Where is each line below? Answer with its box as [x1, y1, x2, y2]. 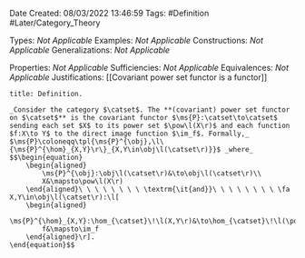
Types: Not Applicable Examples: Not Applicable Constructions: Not [9, 35, 264, 45]
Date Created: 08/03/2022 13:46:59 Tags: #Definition [9, 8, 210, 18]
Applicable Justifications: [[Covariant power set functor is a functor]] [9, 72, 268, 83]
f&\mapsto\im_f [42, 224, 100, 233]
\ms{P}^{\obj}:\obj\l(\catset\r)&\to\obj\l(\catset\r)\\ [42, 169, 261, 178]
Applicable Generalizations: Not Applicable [9, 45, 171, 55]
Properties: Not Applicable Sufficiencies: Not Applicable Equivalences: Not [9, 63, 289, 73]
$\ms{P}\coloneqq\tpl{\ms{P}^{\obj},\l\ [9, 137, 165, 146]
